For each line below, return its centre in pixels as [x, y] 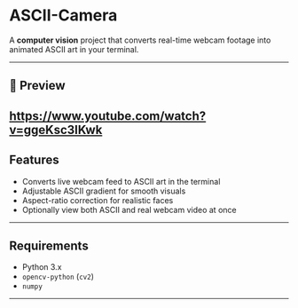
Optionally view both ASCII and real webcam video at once [129, 209]
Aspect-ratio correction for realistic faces [98, 200]
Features [34, 160]
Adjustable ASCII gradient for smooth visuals [104, 191]
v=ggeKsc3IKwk [56, 130]
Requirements [49, 245]
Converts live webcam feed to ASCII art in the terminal [121, 181]
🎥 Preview [37, 86]
